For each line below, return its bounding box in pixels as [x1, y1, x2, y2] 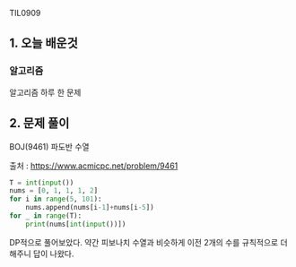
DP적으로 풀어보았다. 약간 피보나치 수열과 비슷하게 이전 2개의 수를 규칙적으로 [9, 237, 279, 247]
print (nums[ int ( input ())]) [25, 220, 126, 228]
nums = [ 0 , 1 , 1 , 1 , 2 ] [9, 186, 99, 195]
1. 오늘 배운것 [9, 36, 78, 51]
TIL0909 [9, 8, 41, 18]
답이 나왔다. [32, 248, 74, 259]
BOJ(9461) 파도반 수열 [9, 141, 90, 151]
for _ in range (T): [9, 211, 83, 220]
